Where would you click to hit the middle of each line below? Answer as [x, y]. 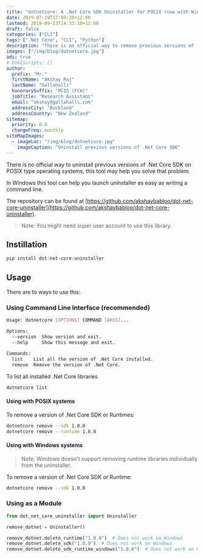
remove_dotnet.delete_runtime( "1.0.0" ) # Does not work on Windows [95, 538]
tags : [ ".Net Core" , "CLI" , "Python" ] [55, 40]
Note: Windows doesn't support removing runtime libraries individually [109, 459]
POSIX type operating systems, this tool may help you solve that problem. [98, 171]
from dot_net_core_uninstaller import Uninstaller [72, 516]
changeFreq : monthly [38, 130]
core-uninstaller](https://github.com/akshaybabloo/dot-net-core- [88, 207]
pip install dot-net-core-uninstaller [55, 258]
